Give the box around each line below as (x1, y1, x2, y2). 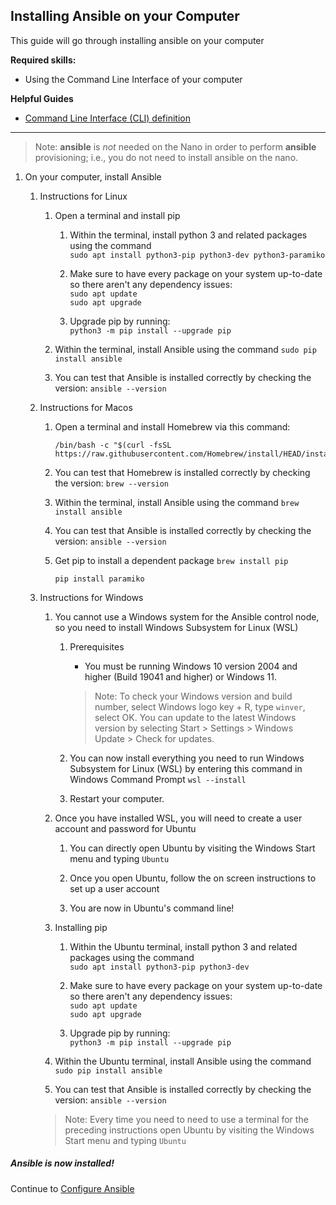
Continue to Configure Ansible (10, 1182, 135, 1194)
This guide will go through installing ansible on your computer (10, 34, 265, 46)
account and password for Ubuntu (54, 822, 197, 834)
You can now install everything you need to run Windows (69, 752, 305, 764)
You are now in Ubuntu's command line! (69, 902, 235, 914)
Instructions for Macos (39, 401, 133, 413)
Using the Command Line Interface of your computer (24, 73, 243, 85)
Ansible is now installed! (10, 1157, 115, 1169)
